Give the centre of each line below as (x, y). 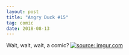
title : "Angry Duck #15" (37, 17)
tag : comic (20, 23)
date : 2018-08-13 (28, 28)
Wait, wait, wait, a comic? (38, 45)
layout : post (23, 12)
